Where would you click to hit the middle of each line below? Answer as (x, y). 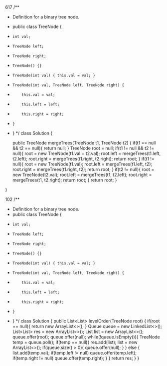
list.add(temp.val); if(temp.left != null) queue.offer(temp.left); (75, 353)
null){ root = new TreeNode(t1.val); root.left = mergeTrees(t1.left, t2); (82, 164)
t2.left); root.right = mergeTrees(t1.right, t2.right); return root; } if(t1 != (83, 159)
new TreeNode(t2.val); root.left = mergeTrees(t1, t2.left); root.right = (82, 175)
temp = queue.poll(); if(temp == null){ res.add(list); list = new (75, 342)
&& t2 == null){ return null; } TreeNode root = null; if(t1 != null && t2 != (83, 148)
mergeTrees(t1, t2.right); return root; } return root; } (65, 180)
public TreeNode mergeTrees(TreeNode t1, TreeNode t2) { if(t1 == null (84, 143)
